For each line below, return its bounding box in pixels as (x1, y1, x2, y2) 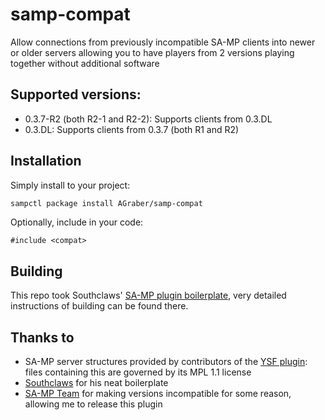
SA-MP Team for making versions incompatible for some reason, (24, 388, 292, 400)
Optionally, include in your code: (10, 216, 144, 228)
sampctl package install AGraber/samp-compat (10, 198, 203, 208)
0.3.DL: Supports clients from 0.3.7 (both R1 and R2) (24, 123, 240, 135)
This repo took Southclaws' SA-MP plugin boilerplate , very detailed (10, 289, 287, 302)
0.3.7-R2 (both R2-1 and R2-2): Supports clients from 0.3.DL (24, 113, 273, 125)
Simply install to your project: (10, 179, 131, 191)
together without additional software (10, 57, 160, 69)
